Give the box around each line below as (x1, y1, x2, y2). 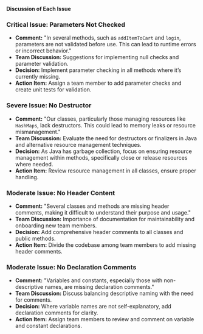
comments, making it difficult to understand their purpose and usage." (15, 208, 191, 216)
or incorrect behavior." (15, 47, 72, 54)
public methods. (15, 235, 56, 242)
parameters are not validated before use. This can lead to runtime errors (15, 41, 196, 48)
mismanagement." (15, 128, 61, 135)
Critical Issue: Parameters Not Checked (6, 20, 126, 29)
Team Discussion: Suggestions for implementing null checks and (15, 54, 179, 61)
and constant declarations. (15, 322, 82, 330)
